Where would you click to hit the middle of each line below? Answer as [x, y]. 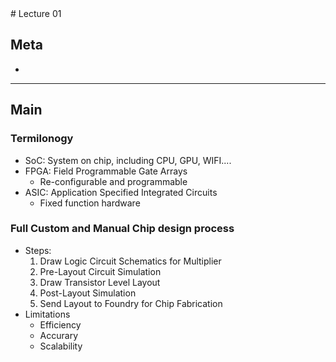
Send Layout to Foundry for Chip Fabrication [131, 303]
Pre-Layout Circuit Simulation [100, 271]
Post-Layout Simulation [88, 293]
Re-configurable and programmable [113, 181]
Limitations [47, 314]
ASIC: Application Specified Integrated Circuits [121, 192]
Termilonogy [42, 139]
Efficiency [60, 324]
